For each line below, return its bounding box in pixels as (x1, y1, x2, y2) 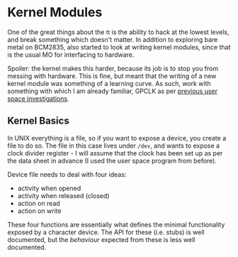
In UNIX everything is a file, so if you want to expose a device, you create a (7, 133, 227, 142)
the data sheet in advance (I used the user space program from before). (7, 156, 217, 165)
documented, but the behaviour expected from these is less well (7, 235, 195, 244)
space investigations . (7, 94, 69, 103)
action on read (17, 199, 60, 207)
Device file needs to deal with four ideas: (7, 170, 127, 178)
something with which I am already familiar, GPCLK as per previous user (7, 87, 218, 95)
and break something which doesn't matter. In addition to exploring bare (7, 35, 218, 43)
